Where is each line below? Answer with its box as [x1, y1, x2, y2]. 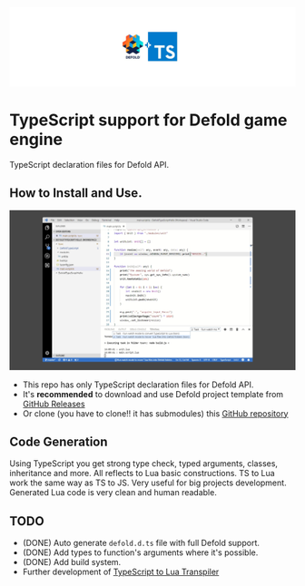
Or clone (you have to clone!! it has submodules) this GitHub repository [22, 407, 289, 419]
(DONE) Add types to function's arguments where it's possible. [22, 547, 259, 558]
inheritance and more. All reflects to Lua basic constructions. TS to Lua [9, 468, 275, 479]
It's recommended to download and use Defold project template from [22, 388, 284, 399]
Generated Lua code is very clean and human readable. [9, 487, 218, 498]
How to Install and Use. [9, 185, 143, 201]
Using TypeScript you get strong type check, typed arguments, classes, [9, 458, 279, 469]
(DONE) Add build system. [22, 557, 122, 568]
